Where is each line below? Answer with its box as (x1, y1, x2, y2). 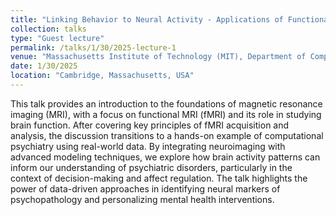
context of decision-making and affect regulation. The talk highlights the (10, 172, 308, 184)
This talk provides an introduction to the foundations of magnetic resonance (10, 97, 323, 110)
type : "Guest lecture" (10, 33, 105, 43)
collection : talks (10, 24, 87, 34)
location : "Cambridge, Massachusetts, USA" (10, 71, 195, 81)
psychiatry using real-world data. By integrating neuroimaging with (10, 140, 286, 152)
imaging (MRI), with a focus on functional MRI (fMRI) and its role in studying (10, 108, 322, 120)
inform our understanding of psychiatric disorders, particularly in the (10, 161, 293, 173)
